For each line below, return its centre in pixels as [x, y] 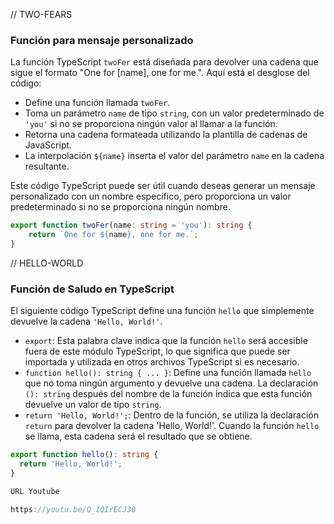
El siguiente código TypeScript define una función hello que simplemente [162, 311]
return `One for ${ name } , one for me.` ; [113, 235]
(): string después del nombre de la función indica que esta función [168, 394]
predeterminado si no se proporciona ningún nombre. [120, 207]
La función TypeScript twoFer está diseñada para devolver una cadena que [164, 62]
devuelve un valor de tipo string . [93, 405]
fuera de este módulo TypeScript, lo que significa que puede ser [157, 351]
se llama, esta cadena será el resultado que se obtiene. [138, 436]
